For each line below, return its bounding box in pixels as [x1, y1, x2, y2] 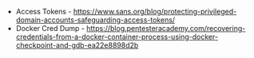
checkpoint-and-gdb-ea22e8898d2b [15, 41, 139, 50]
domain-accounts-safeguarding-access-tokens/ [15, 15, 176, 25]
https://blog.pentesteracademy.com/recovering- [86, 24, 246, 33]
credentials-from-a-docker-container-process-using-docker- [15, 32, 218, 41]
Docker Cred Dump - [15, 24, 85, 33]
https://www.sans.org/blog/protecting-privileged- [73, 7, 237, 16]
